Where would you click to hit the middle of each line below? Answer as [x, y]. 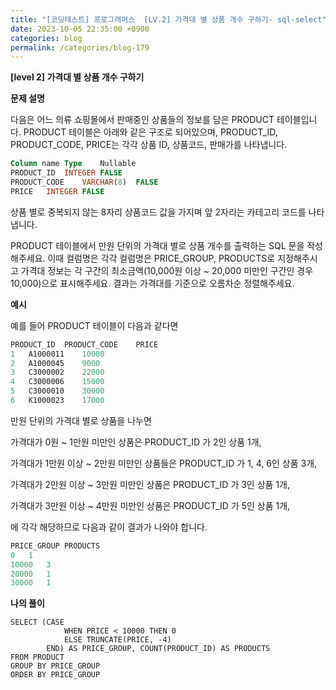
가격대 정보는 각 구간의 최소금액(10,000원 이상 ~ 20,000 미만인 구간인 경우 [167, 270]
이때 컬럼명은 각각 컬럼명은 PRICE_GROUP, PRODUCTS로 [161, 258]
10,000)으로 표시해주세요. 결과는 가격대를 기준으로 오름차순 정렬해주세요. [152, 283]
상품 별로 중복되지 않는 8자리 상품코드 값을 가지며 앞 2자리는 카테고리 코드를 [158, 212]
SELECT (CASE [37, 622]
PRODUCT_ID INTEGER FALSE [66, 173]
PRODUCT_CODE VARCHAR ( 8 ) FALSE [84, 182]
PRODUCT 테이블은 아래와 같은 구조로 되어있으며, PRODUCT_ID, [150, 132]
